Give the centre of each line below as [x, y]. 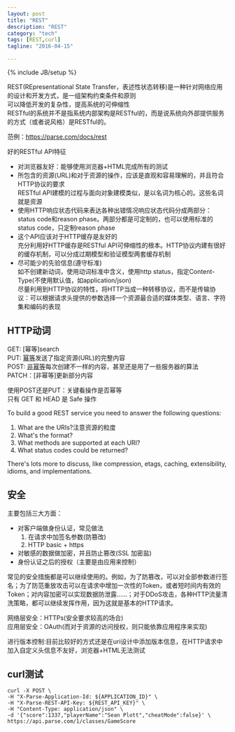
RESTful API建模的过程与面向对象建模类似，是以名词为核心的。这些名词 [120, 193]
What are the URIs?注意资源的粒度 [66, 427]
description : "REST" [37, 27]
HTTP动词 [29, 331]
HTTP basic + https [56, 544]
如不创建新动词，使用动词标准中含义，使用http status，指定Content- [116, 271]
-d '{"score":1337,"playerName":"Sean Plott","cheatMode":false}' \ [109, 715]
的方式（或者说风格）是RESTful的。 [59, 122]
